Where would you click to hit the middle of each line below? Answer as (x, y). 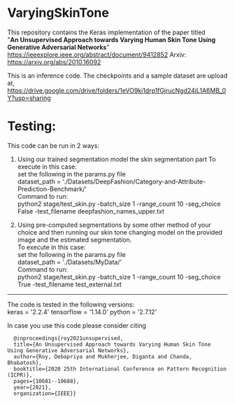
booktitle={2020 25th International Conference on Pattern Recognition (120, 369)
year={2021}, (33, 387)
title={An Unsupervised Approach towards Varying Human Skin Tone (112, 344)
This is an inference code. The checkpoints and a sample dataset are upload (117, 76)
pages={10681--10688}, (47, 381)
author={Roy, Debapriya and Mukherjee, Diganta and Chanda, (103, 356)
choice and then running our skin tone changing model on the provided (120, 232)
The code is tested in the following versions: (71, 304)
